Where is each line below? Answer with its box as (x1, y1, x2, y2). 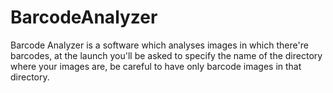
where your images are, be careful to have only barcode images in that (10, 60, 302, 72)
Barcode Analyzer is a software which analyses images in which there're (10, 39, 309, 51)
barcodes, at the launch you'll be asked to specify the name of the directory (10, 49, 323, 61)
